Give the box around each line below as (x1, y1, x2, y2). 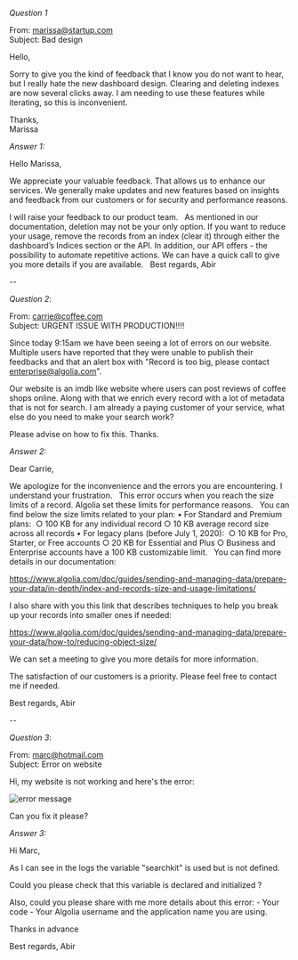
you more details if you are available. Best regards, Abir (9, 259, 216, 270)
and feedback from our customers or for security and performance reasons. (9, 195, 288, 205)
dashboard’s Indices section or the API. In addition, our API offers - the (9, 240, 269, 250)
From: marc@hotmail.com (9, 750, 104, 760)
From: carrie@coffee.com (9, 311, 104, 321)
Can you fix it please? (9, 810, 89, 821)
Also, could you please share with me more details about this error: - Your (9, 897, 280, 907)
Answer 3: (9, 828, 47, 838)
